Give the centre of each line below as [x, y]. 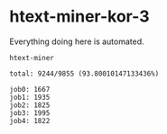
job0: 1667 [30, 89]
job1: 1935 [30, 97]
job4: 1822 [30, 121]
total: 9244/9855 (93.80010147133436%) [84, 74]
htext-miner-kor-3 [79, 17]
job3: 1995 [30, 113]
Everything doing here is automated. [77, 41]
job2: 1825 [30, 105]
